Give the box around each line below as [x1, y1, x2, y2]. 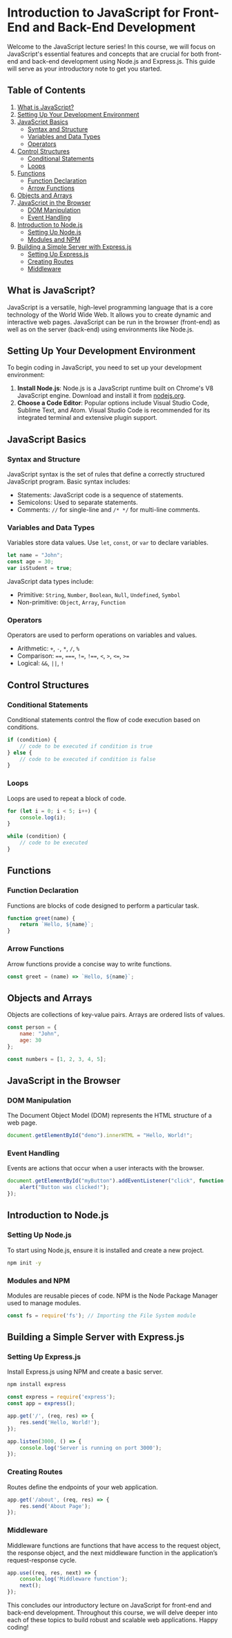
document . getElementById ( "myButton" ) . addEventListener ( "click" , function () [7, 1177, 230, 1184]
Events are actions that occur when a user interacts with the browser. [7, 1164, 205, 1172]
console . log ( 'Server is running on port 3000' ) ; [19, 1444, 162, 1451]
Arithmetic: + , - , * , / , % [17, 645, 80, 653]
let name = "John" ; [7, 552, 64, 559]
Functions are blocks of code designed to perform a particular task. [7, 901, 200, 910]
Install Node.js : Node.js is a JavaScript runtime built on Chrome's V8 [17, 384, 214, 392]
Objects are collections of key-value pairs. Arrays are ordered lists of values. [7, 1011, 225, 1019]
